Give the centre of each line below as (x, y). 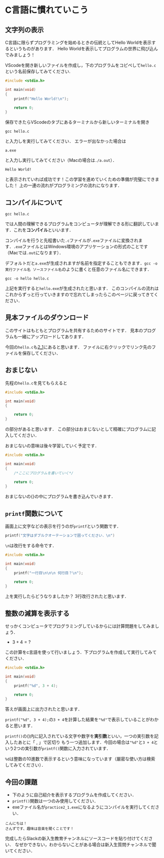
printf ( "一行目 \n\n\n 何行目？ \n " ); (49, 573)
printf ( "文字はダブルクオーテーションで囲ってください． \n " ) (60, 536)
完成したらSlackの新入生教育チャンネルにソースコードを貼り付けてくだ (77, 838)
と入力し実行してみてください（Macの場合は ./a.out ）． (61, 160)
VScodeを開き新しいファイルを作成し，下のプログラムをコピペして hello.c (81, 65)
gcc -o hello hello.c (27, 279)
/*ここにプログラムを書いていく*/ (44, 473)
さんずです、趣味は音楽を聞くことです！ (40, 829)
